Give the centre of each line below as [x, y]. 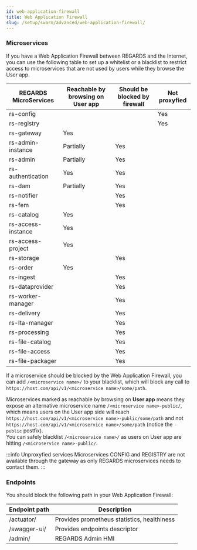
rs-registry [24, 123]
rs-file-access [30, 351]
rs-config [23, 114]
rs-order [21, 267]
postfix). [33, 431]
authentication [29, 176]
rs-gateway [26, 133]
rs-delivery [25, 313]
